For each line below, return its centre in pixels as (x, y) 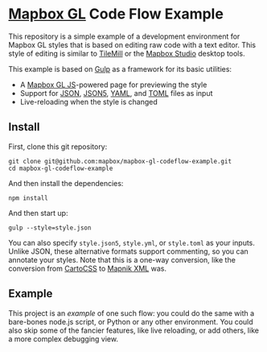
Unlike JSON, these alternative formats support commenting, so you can (129, 251)
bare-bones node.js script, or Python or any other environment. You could (131, 321)
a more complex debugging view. (64, 338)
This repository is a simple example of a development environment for (124, 36)
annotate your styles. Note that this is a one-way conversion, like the (122, 259)
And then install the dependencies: (66, 183)
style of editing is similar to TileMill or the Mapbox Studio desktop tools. (127, 53)
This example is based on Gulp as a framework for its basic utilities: (120, 68)
